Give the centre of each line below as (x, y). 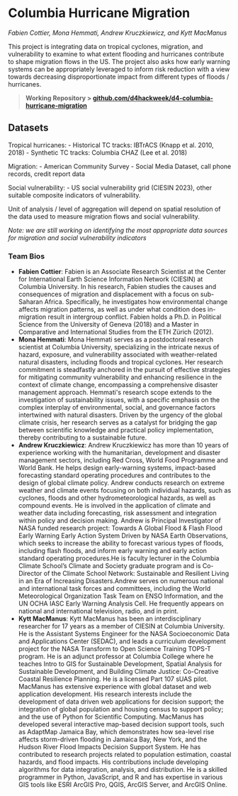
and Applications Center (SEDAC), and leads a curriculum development (122, 641)
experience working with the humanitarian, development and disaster (119, 453)
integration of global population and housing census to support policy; (121, 709)
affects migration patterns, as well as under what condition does (112, 310)
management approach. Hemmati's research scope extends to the (115, 393)
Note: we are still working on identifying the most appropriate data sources (118, 230)
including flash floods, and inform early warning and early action (113, 551)
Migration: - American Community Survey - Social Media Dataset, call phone (120, 166)
